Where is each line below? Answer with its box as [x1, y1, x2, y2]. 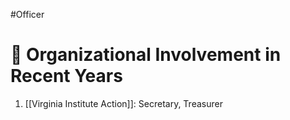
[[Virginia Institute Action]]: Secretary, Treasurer [24, 97, 223, 109]
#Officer [10, 9, 45, 20]
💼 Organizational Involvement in [10, 44, 282, 66]
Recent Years [10, 65, 123, 88]
